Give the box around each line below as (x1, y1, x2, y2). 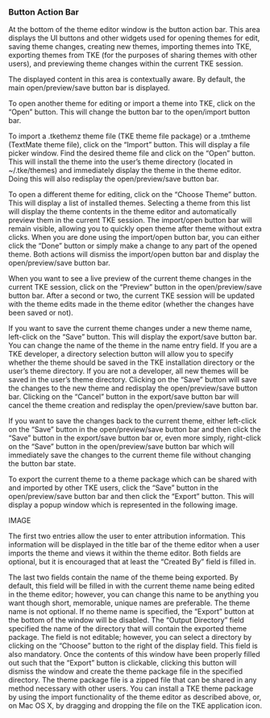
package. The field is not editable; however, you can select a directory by (8, 633, 252, 642)
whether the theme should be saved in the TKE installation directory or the (8, 357, 255, 368)
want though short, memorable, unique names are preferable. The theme (8, 598, 251, 608)
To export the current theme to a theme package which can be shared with (8, 474, 257, 485)
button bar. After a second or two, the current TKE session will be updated (8, 291, 255, 300)
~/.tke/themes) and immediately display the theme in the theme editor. (8, 166, 242, 175)
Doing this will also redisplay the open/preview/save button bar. (8, 174, 219, 184)
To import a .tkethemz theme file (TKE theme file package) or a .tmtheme (8, 131, 251, 141)
